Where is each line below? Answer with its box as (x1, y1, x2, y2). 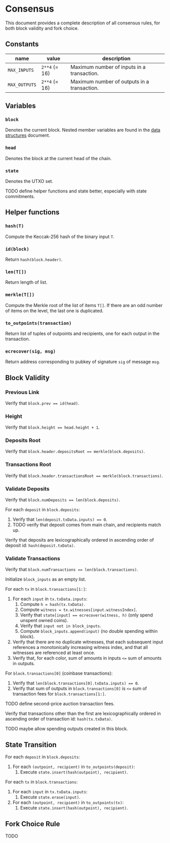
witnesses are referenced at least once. (12, 649, 95, 656)
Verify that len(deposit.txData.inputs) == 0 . (12, 516, 107, 522)
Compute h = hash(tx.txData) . (20, 601, 85, 607)
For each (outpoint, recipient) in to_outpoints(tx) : (12, 799, 124, 806)
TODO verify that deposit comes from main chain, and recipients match (12, 522, 161, 528)
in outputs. (12, 661, 35, 667)
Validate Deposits (5, 485, 50, 492)
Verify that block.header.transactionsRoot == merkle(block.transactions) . (5, 472, 163, 479)
